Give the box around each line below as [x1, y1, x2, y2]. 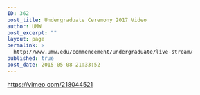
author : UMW [7, 23, 42, 30]
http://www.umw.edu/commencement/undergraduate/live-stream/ [13, 49, 194, 56]
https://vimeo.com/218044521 [7, 80, 93, 88]
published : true [7, 55, 54, 62]
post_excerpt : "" [7, 29, 57, 36]
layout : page [7, 36, 45, 43]
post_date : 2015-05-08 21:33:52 [7, 61, 100, 68]
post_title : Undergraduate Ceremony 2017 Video [7, 17, 147, 23]
